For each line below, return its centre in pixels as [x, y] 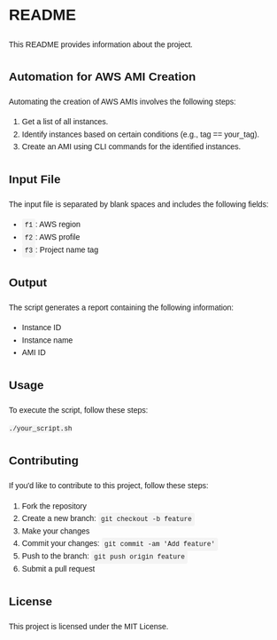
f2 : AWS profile [52, 237]
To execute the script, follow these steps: [79, 410]
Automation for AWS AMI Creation [103, 76]
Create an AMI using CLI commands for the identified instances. [131, 147]
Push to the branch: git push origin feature [104, 557]
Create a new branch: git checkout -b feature [107, 518]
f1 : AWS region [53, 225]
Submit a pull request [58, 569]
